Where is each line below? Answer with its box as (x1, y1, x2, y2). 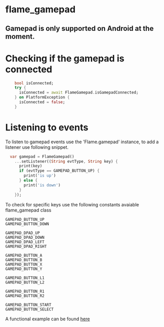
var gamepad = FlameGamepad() (10, 154, 74, 159)
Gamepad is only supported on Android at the (5, 24, 154, 33)
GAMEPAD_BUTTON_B (5, 257, 43, 262)
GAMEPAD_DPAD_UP (5, 230, 40, 236)
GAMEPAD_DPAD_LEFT (5, 239, 45, 244)
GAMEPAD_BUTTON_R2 (5, 293, 45, 298)
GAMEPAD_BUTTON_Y (5, 266, 43, 272)
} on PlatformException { (14, 95, 70, 100)
